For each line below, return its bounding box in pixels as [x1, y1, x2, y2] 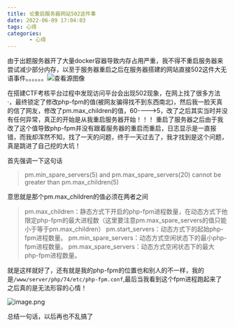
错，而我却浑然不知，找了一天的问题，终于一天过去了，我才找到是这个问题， [7, 133, 228, 141]
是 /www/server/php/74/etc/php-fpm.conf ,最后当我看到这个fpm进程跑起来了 [7, 275, 222, 283]
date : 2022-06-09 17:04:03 [7, 17, 86, 24]
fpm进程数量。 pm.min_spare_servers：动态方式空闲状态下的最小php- [24, 234, 227, 242]
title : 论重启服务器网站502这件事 [7, 10, 97, 18]
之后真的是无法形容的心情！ [7, 283, 87, 292]
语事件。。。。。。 [7, 74, 48, 83]
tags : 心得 [7, 23, 37, 30]
